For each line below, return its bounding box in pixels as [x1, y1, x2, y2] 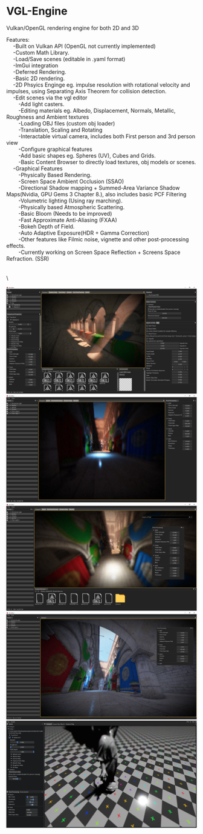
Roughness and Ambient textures [6, 113, 89, 121]
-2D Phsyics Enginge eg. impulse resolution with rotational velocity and [13, 81, 190, 88]
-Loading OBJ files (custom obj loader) [18, 119, 115, 127]
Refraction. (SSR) [6, 255, 50, 262]
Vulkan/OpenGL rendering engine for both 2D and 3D [6, 24, 139, 32]
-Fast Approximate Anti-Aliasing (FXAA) [18, 216, 117, 224]
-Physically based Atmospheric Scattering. [18, 203, 125, 210]
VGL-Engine [6, 4, 68, 18]
